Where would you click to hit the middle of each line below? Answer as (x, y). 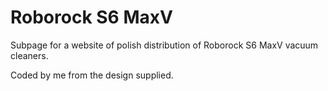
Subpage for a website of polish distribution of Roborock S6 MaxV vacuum (164, 45)
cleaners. (29, 55)
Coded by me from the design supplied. (92, 75)
